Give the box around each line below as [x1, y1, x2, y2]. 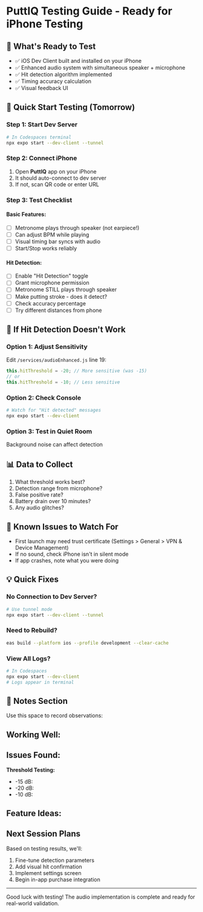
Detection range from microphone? [14, 485, 103, 492]
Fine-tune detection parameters [14, 856, 95, 864]
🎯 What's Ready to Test [6, 41, 96, 51]
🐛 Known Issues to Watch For [6, 521, 119, 532]
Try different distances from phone [14, 307, 102, 314]
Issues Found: [6, 750, 60, 760]
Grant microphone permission [14, 279, 89, 287]
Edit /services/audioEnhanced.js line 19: [6, 356, 107, 363]
